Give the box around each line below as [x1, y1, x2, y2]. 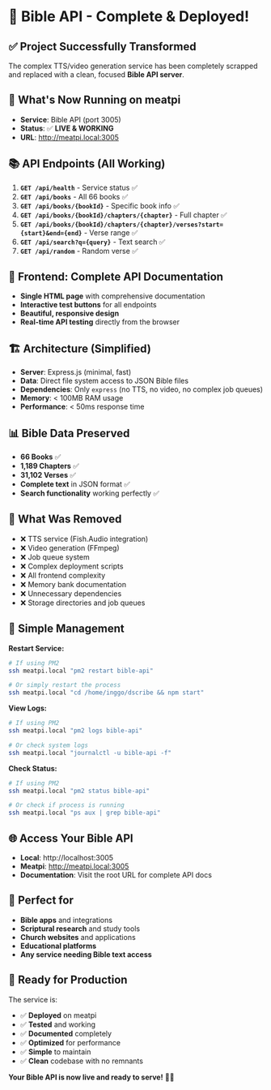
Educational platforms [19, 941, 97, 951]
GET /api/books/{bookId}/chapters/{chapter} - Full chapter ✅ [19, 210, 227, 220]
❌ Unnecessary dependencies [19, 588, 122, 599]
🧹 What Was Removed [8, 513, 122, 526]
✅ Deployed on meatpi [19, 1010, 97, 1020]
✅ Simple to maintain [19, 1046, 91, 1057]
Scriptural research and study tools [19, 924, 140, 933]
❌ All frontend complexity [19, 570, 106, 580]
